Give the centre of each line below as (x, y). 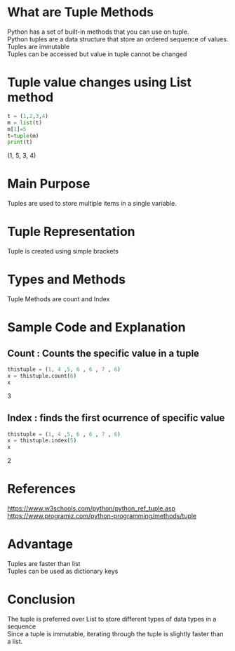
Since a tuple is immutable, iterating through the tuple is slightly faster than (115, 633)
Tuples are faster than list (44, 564)
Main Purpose (49, 184)
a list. (15, 641)
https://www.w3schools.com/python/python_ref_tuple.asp (92, 508)
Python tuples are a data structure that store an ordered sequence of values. (118, 39)
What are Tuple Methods (81, 12)
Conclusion (41, 599)
